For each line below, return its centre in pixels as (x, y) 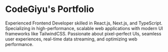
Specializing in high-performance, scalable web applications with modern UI (84, 28)
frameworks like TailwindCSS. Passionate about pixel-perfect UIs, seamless (83, 33)
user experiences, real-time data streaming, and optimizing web (71, 39)
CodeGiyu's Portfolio (50, 9)
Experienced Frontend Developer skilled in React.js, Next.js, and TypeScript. (84, 23)
